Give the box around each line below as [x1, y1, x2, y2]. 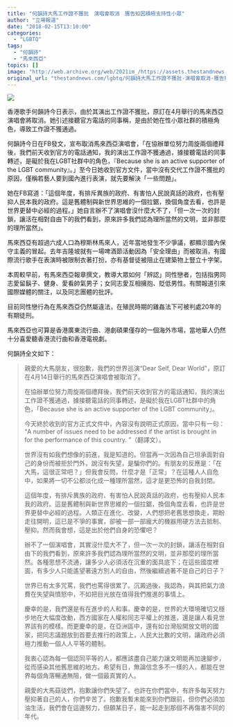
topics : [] [7, 62, 39, 69]
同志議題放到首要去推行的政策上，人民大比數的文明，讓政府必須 [42, 631, 225, 639]
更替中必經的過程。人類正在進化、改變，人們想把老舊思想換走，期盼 [30, 508, 225, 517]
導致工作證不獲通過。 [19, 125, 80, 133]
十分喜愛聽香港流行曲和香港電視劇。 [7, 334, 111, 343]
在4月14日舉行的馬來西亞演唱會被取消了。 [24, 373, 144, 382]
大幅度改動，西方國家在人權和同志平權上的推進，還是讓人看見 [42, 613, 219, 622]
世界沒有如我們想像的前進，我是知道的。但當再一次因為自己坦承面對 [24, 450, 219, 459]
